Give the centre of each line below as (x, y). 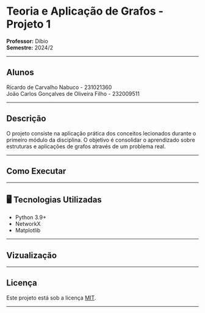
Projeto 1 (29, 24)
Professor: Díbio (27, 41)
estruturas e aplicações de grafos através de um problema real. (86, 146)
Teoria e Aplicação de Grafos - (85, 11)
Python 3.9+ (31, 217)
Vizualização (31, 255)
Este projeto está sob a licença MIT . (51, 298)
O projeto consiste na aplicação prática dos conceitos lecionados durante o (101, 133)
